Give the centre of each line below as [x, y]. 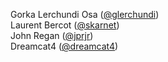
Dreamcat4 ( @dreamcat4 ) [64, 46]
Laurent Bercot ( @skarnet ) [65, 25]
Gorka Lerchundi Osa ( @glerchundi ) [85, 14]
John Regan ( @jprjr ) [52, 35]
